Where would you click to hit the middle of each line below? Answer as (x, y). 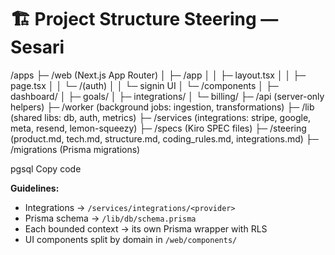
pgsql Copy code (46, 168)
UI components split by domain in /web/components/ (131, 239)
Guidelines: (35, 188)
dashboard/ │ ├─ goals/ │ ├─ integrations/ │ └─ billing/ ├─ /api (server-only (167, 96)
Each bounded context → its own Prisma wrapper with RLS (146, 228)
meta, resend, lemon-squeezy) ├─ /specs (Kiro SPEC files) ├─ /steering (158, 128)
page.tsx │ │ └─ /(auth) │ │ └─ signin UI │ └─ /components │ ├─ (144, 85)
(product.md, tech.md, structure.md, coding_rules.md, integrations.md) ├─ (164, 138)
